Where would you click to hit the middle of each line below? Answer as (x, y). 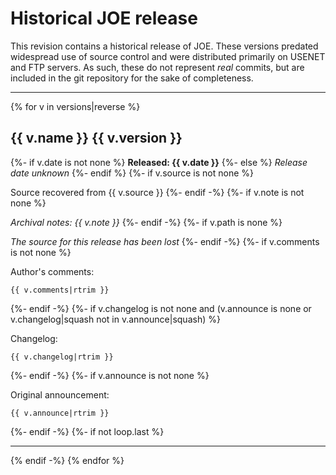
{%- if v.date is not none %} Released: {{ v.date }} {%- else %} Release (159, 162)
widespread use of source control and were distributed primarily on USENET (168, 56)
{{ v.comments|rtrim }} (60, 290)
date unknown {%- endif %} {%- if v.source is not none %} (132, 173)
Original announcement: (60, 394)
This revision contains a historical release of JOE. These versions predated (164, 46)
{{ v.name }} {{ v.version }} (96, 138)
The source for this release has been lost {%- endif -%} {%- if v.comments (165, 241)
